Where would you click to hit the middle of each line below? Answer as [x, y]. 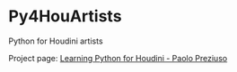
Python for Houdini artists [56, 41]
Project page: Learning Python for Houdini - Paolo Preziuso [118, 58]
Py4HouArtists [65, 16]
